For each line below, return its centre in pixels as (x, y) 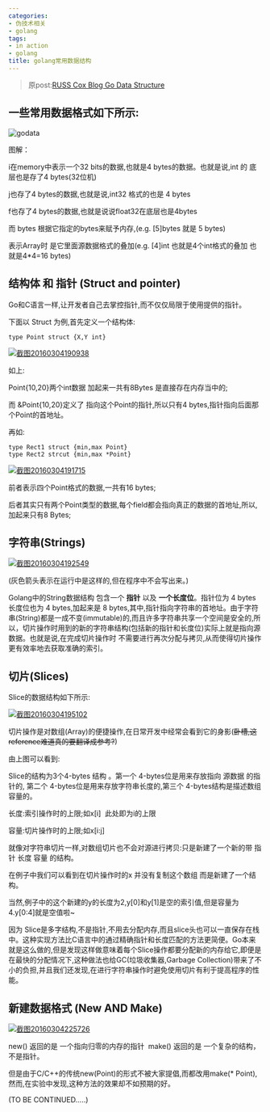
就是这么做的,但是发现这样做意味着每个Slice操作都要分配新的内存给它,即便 (131, 950)
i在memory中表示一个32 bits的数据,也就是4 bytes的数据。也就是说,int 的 (128, 166)
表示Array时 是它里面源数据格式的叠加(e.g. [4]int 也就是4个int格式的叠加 (128, 245)
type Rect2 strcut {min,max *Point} (70, 454)
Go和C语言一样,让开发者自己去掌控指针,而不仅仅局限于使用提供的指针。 (127, 305)
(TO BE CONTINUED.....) (48, 1099)
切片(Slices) (39, 676)
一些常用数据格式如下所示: (74, 113)
